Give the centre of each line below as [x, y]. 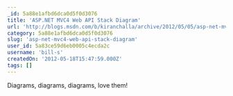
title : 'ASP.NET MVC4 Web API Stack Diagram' [74, 20]
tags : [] [20, 65]
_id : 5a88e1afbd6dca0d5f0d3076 [52, 14]
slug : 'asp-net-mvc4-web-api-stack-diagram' [72, 40]
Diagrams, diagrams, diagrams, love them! [68, 85]
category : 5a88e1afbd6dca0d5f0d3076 [60, 33]
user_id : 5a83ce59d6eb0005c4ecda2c [59, 46]
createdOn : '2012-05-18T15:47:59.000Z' [65, 59]
